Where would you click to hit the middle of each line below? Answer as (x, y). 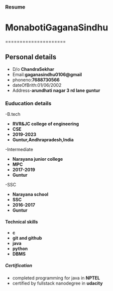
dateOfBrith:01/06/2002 (37, 85)
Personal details (31, 57)
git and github (27, 238)
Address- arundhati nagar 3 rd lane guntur (56, 90)
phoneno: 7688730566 (36, 80)
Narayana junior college (38, 159)
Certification (19, 265)
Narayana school (30, 194)
